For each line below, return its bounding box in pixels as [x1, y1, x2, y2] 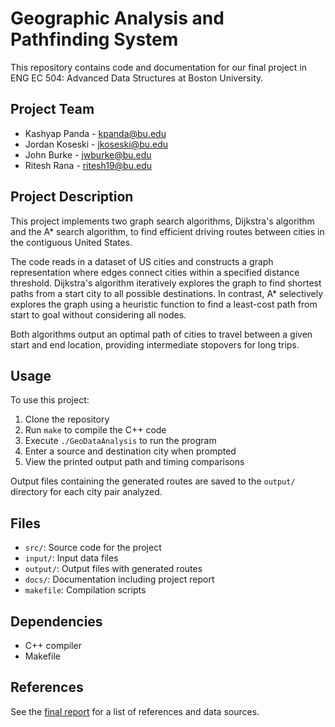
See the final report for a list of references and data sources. [10, 705, 260, 717]
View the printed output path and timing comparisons [24, 456, 245, 468]
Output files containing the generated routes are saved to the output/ [10, 475, 296, 487]
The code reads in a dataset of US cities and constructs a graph [10, 255, 274, 267]
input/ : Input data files [24, 552, 119, 564]
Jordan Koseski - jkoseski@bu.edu [24, 138, 169, 150]
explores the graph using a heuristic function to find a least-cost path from [10, 298, 318, 310]
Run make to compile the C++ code [24, 424, 167, 436]
